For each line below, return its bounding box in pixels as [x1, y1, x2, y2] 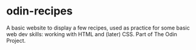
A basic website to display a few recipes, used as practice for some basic [6, 24, 190, 31]
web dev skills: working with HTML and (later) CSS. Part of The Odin [6, 30, 178, 37]
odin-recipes [6, 4, 73, 18]
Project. [6, 37, 26, 44]
